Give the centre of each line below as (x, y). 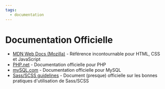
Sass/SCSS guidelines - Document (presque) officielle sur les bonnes (85, 76)
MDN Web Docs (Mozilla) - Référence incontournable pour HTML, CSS (86, 54)
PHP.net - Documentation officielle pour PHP (59, 65)
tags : (11, 10)
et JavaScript (26, 60)
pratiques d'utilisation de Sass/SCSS (51, 81)
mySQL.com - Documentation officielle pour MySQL (67, 70)
